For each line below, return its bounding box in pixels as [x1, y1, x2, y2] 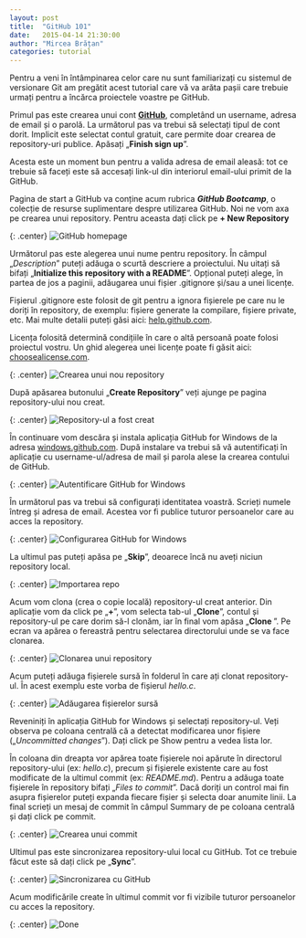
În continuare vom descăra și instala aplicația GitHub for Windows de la [9, 432, 278, 443]
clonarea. [9, 636, 46, 647]
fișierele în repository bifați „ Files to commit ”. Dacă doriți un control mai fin [9, 782, 290, 793]
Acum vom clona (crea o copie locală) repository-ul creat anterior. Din [9, 596, 272, 607]
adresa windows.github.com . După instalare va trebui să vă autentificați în [9, 442, 288, 453]
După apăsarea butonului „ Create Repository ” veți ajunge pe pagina [9, 387, 267, 398]
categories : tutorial [9, 47, 92, 57]
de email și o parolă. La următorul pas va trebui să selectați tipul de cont [9, 120, 280, 131]
